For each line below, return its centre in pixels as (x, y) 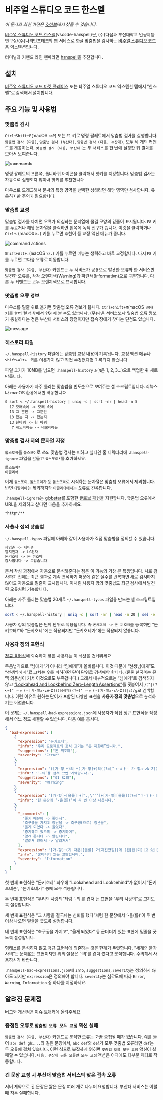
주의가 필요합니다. (39, 196)
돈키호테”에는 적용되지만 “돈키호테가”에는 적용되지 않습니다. (83, 630)
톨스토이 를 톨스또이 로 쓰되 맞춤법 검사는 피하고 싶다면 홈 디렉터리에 (66, 452)
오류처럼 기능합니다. (29, 589)
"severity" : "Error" (39, 755)
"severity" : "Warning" (41, 782)
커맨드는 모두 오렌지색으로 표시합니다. (51, 281)
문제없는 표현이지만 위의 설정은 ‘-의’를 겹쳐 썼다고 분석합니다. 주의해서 (86, 954)
